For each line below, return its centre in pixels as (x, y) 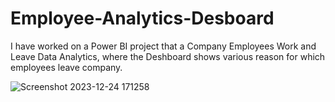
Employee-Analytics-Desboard (142, 18)
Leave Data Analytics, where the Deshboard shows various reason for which (168, 56)
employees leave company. (66, 67)
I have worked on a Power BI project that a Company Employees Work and (163, 46)
